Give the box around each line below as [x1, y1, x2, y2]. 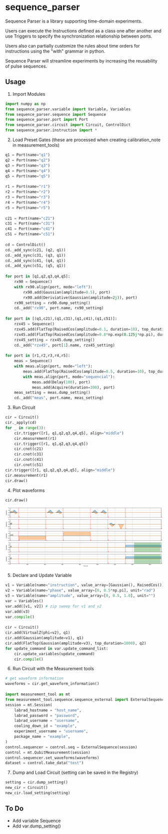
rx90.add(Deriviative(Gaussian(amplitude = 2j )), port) [23, 295, 137, 300]
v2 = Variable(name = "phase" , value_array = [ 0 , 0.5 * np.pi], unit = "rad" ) [5, 588, 155, 593]
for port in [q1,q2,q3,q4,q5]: [5, 274, 70, 279]
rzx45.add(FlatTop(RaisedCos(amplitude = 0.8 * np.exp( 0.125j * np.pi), [14, 332, 155, 337]
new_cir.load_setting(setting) [5, 790, 70, 795]
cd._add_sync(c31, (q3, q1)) [5, 252, 66, 258]
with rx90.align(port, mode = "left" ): [14, 285, 93, 290]
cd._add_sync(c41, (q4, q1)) [5, 258, 66, 263]
